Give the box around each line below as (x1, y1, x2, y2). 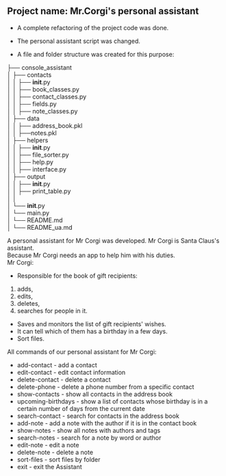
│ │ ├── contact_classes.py (7, 92, 87, 101)
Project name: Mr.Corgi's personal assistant (7, 5, 199, 17)
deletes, (16, 299, 40, 307)
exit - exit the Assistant (16, 462, 82, 471)
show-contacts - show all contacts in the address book (16, 390, 173, 398)
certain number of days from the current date (16, 404, 145, 412)
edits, (16, 292, 33, 300)
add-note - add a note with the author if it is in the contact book (16, 419, 197, 427)
